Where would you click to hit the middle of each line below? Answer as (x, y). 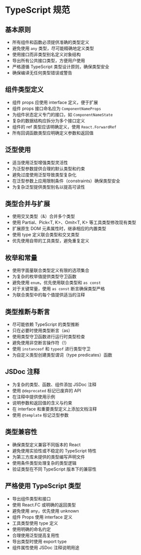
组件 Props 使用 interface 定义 (42, 517)
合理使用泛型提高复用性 (36, 535)
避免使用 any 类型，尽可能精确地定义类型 (53, 48)
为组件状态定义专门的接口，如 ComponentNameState (62, 114)
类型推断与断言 (28, 311)
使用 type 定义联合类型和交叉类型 (46, 235)
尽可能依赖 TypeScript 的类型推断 (46, 324)
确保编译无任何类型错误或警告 (42, 73)
